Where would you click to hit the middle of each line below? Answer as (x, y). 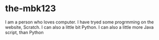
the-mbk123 (31, 9)
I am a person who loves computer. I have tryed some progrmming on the (79, 22)
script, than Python (24, 32)
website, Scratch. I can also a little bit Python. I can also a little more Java (79, 27)
